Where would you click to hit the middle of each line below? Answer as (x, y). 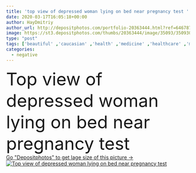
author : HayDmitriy (30, 22)
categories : (20, 50)
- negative (24, 55)
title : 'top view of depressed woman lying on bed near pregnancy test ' (98, 11)
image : (14, 33)
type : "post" (22, 38)
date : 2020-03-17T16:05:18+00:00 (47, 17)
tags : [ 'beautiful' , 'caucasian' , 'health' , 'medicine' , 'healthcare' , (96, 44)
